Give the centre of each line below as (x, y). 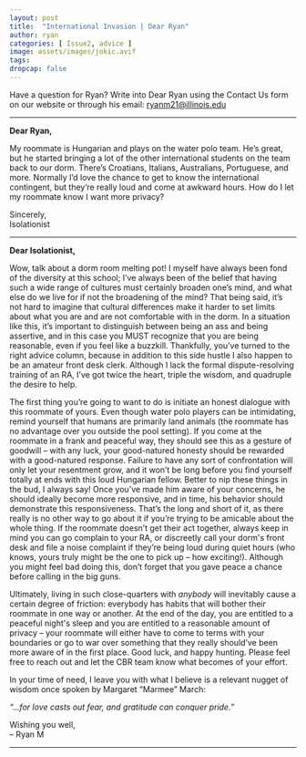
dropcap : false (38, 69)
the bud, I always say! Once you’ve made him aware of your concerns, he (147, 489)
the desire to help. (43, 384)
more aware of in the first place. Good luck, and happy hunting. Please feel (150, 652)
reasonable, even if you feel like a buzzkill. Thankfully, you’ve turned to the (150, 345)
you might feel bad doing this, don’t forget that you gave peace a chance (146, 566)
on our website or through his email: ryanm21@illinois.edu (118, 104)
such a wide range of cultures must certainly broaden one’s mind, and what (151, 287)
